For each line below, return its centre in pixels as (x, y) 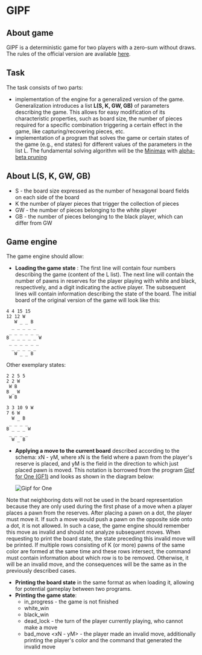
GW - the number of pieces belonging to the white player (86, 210)
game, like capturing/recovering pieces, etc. (70, 131)
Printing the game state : (46, 595)
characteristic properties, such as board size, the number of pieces (99, 118)
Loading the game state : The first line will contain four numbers (95, 268)
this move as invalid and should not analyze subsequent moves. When (93, 532)
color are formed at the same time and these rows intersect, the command (99, 551)
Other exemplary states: (36, 365)
